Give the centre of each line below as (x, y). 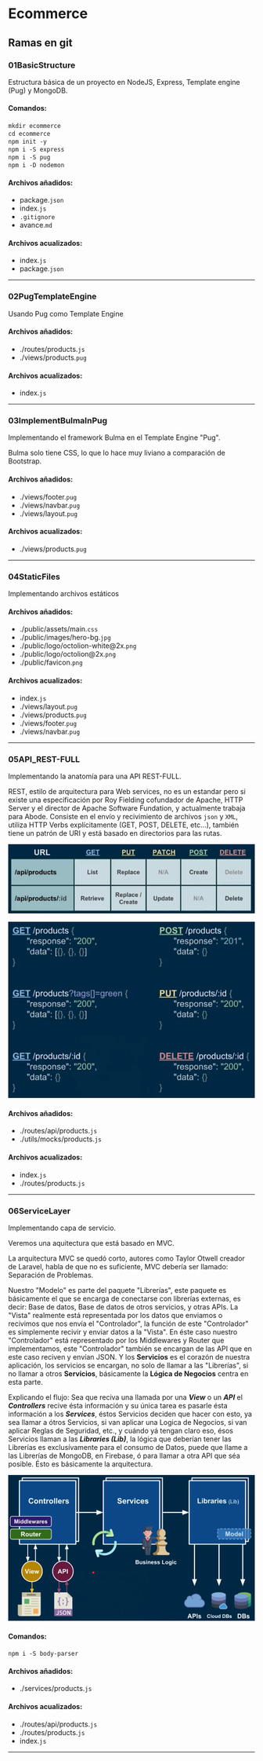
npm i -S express (36, 150)
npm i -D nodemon (36, 166)
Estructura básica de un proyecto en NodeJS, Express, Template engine (124, 82)
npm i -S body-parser (43, 1654)
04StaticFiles (34, 577)
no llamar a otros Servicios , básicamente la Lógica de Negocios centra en (128, 1373)
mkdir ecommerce (34, 126)
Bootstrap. (25, 461)
